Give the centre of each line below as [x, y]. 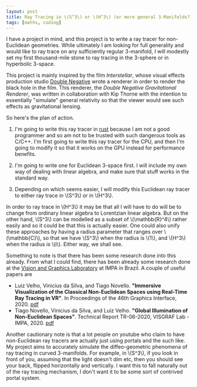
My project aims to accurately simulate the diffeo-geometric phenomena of [97, 347]
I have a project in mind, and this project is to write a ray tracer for [86, 39]
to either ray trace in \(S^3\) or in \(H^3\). [64, 196]
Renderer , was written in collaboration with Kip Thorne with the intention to [97, 94]
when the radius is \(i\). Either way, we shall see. [64, 245]
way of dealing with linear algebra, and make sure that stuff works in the [102, 172]
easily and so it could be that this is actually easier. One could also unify [93, 226]
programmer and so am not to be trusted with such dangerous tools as [100, 135]
